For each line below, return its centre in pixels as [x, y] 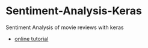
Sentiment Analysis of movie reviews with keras [65, 27]
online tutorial [31, 39]
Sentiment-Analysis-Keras [74, 11]
